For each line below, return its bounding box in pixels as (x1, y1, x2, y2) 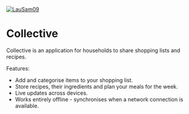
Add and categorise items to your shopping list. (14, 76, 133, 84)
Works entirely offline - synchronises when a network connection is (14, 95, 184, 103)
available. (14, 102, 39, 109)
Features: (6, 65, 30, 72)
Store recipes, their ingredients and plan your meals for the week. (14, 83, 178, 90)
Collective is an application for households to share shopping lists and (6, 46, 181, 54)
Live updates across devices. (14, 89, 88, 97)
